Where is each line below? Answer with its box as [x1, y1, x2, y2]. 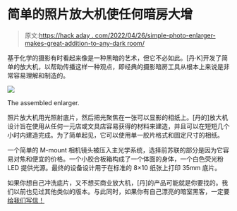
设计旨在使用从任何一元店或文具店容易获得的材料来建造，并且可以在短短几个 [7, 121, 230, 131]
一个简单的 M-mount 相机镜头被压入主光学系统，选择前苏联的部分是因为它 [7, 145, 224, 154]
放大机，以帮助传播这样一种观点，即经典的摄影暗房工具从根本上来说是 [19, 62, 224, 71]
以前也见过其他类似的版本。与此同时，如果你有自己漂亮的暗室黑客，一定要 [13, 187, 230, 195]
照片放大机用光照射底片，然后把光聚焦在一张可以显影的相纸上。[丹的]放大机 [7, 113, 229, 121]
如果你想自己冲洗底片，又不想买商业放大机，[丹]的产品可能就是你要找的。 [7, 178, 222, 187]
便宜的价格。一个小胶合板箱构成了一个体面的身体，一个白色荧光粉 [31, 155, 224, 163]
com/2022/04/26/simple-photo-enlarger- [95, 31, 217, 40]
